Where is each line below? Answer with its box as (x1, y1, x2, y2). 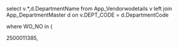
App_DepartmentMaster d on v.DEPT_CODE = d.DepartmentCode (6, 11, 169, 18)
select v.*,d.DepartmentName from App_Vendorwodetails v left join (6, 5, 173, 12)
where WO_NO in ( (6, 23, 52, 30)
